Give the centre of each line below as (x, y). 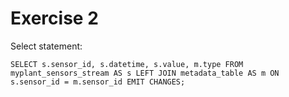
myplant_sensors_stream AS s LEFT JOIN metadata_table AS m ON (145, 73)
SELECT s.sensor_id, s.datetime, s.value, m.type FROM (127, 64)
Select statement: (46, 46)
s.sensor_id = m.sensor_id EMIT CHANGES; (98, 82)
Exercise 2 (54, 18)
